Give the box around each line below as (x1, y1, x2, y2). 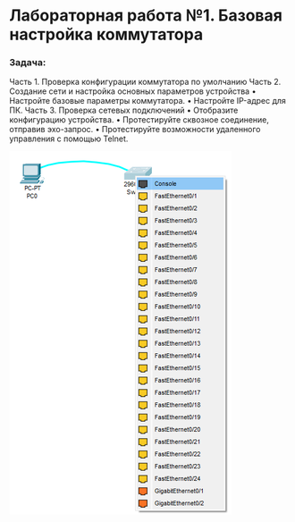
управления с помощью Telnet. (9, 133, 129, 144)
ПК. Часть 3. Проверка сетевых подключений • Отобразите (9, 105, 239, 116)
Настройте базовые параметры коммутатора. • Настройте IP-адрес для (9, 96, 286, 106)
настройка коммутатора (9, 24, 204, 45)
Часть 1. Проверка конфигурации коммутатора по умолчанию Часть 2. (9, 77, 282, 88)
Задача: (9, 56, 46, 69)
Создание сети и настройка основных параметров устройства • (9, 86, 257, 97)
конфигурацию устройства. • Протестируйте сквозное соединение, (9, 114, 270, 125)
